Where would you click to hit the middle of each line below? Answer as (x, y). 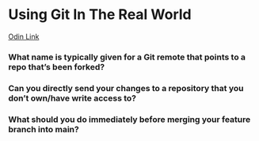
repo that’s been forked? (57, 67)
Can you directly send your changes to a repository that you (126, 88)
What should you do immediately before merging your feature (129, 119)
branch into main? (44, 129)
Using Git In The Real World (100, 15)
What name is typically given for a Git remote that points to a (127, 57)
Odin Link (24, 36)
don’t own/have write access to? (72, 98)
